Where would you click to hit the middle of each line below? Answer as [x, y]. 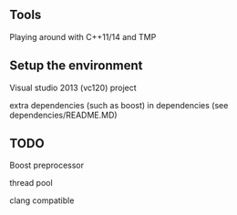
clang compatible [42, 200]
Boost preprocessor [47, 165]
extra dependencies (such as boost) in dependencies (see [119, 105]
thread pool [31, 183]
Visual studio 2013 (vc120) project [73, 87]
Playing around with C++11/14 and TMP [83, 36]
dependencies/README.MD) [63, 115]
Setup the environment [76, 66]
